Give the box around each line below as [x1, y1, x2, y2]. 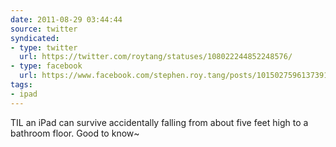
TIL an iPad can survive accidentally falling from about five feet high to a [10, 116, 309, 128]
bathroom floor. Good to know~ [10, 127, 140, 139]
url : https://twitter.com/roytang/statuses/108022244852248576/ [19, 52, 293, 62]
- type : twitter [10, 42, 78, 53]
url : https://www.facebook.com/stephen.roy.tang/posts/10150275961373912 [19, 71, 333, 81]
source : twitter [10, 24, 78, 34]
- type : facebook [10, 61, 83, 71]
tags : [10, 80, 33, 90]
